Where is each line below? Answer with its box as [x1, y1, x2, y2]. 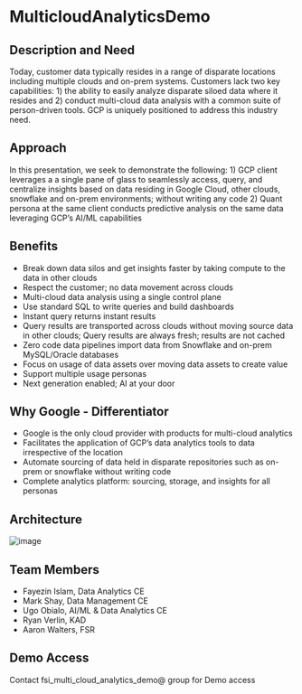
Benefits [9, 239, 59, 254]
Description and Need [9, 42, 136, 58]
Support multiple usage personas [22, 368, 147, 379]
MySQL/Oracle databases [22, 349, 119, 360]
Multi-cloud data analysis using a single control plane [22, 291, 222, 302]
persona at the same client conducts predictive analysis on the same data [9, 202, 284, 213]
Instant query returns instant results [22, 310, 156, 322]
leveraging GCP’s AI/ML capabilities [9, 212, 143, 223]
